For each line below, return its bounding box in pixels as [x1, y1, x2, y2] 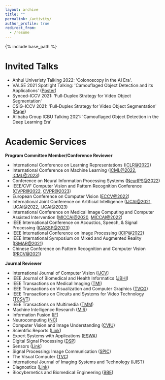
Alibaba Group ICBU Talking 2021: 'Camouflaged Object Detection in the [12, 114, 159, 120]
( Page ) [12, 108, 26, 114]
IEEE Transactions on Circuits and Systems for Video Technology [12, 291, 144, 297]
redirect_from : [5, 26, 36, 31]
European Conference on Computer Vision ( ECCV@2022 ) [12, 193, 130, 199]
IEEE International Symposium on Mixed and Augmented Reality [12, 235, 142, 241]
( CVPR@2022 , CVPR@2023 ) [12, 188, 71, 194]
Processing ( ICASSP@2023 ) [12, 224, 70, 230]
